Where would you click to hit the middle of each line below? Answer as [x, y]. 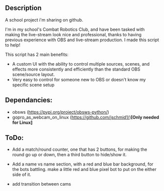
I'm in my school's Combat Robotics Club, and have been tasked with [75, 29]
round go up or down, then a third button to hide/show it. [69, 155]
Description [23, 8]
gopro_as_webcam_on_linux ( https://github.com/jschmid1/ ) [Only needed [85, 117]
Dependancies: [29, 100]
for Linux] [22, 122]
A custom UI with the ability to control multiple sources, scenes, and [81, 64]
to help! [13, 45]
